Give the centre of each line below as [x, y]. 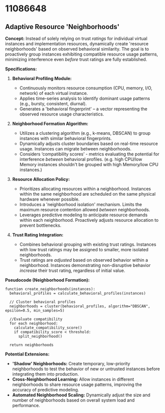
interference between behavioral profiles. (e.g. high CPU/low [81, 159]
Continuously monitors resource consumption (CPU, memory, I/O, [86, 88]
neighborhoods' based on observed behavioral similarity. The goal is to [77, 49]
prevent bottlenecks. [40, 225]
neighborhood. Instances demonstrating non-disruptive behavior [85, 265]
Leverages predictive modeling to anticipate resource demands [83, 215]
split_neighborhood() [40, 336]
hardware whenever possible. [50, 199]
